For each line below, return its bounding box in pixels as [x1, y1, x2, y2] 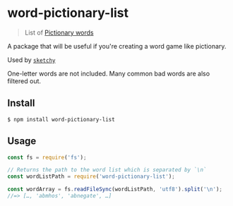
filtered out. [7, 76, 41, 85]
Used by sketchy [7, 55, 56, 64]
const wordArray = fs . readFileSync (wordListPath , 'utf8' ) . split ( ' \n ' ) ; [7, 186, 222, 193]
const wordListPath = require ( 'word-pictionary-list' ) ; [7, 173, 175, 181]
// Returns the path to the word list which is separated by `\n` [7, 166, 207, 174]
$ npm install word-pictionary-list [7, 116, 115, 123]
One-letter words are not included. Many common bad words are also [7, 69, 210, 78]
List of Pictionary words [24, 28, 94, 37]
